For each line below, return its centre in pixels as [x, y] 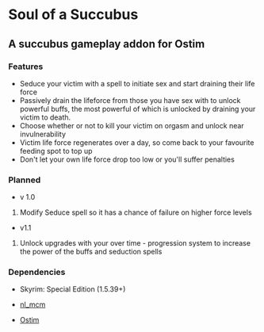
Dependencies [37, 273]
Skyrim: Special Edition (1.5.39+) [73, 289]
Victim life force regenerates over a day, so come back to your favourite [137, 142]
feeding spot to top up [56, 151]
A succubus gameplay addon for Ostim [107, 44]
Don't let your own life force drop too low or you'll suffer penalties [127, 159]
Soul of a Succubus [73, 15]
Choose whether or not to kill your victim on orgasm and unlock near [132, 125]
